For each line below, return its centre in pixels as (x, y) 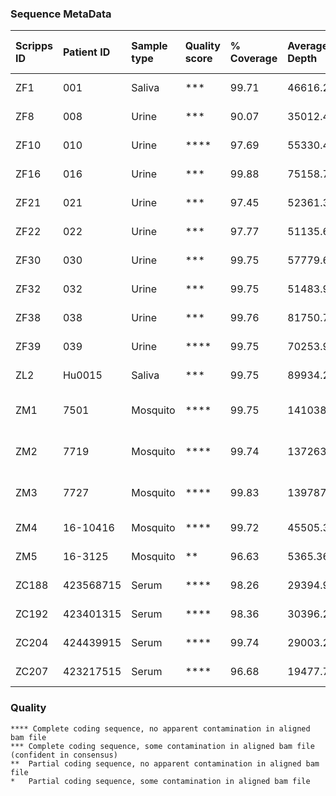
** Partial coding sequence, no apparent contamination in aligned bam (165, 763)
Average (308, 46)
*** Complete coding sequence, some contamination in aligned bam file (162, 746)
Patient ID (86, 52)
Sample (149, 46)
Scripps (34, 46)
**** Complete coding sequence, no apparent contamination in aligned (160, 728)
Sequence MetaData (61, 14)
